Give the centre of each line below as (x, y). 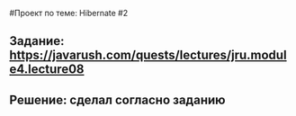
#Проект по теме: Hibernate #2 (69, 13)
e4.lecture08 (47, 70)
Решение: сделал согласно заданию (117, 99)
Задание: (37, 41)
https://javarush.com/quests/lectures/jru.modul (148, 55)
